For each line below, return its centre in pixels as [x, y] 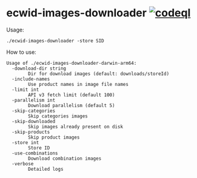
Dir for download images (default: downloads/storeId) [99, 74]
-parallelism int [34, 100]
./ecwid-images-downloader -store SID [55, 41]
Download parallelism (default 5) [72, 105]
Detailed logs [46, 169]
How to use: [21, 52]
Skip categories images [58, 116]
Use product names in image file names [78, 84]
